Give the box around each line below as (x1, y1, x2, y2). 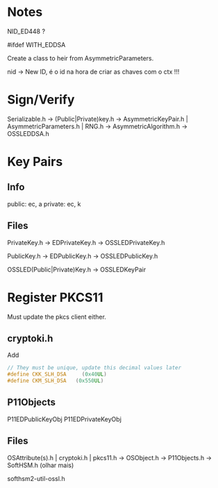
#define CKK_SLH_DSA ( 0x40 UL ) (7, 371, 108, 378)
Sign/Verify (7, 92, 75, 108)
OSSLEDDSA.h (7, 129, 50, 137)
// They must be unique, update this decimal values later (7, 364, 182, 371)
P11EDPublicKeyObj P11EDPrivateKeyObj (7, 414, 121, 423)
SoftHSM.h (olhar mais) (7, 461, 74, 469)
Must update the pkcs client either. (7, 312, 106, 321)
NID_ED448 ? (7, 27, 46, 35)
